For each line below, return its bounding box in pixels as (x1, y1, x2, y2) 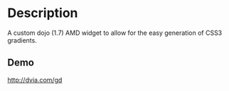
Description (7, 5, 78, 21)
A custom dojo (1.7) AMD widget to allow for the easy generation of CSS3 (7, 28, 223, 37)
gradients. (7, 36, 37, 44)
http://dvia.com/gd (7, 75, 63, 84)
